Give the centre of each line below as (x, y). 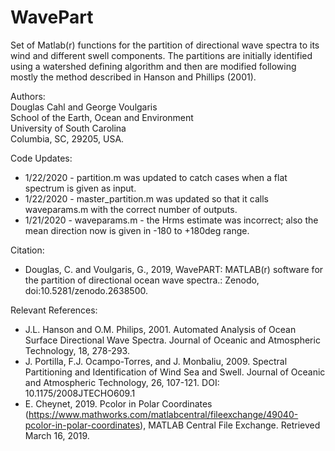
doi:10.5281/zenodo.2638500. (86, 290)
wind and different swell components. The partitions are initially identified (161, 55)
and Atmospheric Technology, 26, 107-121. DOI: (122, 382)
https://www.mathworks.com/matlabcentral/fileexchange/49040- (163, 414)
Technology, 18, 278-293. (77, 350)
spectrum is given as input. (80, 188)
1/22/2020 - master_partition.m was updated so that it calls (146, 198)
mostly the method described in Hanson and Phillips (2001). (133, 77)
